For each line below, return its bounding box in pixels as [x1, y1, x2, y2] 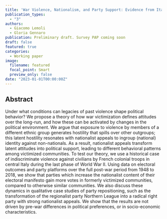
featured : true [5, 44, 37, 49]
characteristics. [5, 209, 37, 215]
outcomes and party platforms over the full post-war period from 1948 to [5, 166, 154, 172]
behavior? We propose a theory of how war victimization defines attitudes [5, 113, 157, 119]
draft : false [5, 40, 32, 45]
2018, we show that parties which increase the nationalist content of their [5, 172, 155, 178]
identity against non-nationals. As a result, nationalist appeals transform [5, 140, 153, 146]
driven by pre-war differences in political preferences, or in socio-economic [5, 204, 161, 210]
